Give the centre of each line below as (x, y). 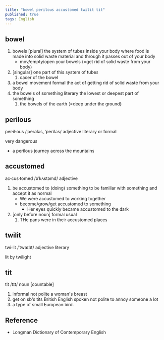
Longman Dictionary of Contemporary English (59, 332)
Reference (22, 320)
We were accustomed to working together (63, 198)
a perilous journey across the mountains (53, 151)
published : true (22, 14)
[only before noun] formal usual (45, 214)
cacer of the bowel (39, 78)
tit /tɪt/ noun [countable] (30, 284)
